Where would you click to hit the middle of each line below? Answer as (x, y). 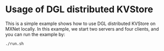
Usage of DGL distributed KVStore (79, 9)
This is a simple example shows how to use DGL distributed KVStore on (80, 23)
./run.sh (15, 44)
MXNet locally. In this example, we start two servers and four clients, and (82, 29)
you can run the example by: (35, 34)
